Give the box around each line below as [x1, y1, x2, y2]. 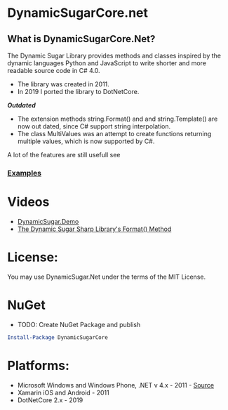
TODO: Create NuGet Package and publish [17, 320, 141, 329]
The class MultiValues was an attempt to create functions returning [17, 130, 212, 138]
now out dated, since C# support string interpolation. [17, 122, 170, 131]
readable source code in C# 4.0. [7, 67, 100, 74]
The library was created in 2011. [17, 80, 110, 88]
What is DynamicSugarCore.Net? [7, 33, 156, 45]
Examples [7, 168, 42, 178]
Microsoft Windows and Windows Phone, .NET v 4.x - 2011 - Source [17, 381, 215, 389]
